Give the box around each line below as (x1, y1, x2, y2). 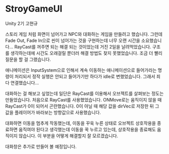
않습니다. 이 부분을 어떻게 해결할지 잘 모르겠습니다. (18, 132, 119, 139)
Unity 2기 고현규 (5, 20, 38, 26)
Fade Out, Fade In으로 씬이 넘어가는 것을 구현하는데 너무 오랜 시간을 (5, 37, 140, 43)
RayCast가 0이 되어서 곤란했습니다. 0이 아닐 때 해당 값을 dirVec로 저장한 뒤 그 (5, 103, 159, 109)
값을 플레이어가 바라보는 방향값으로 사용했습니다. (5, 109, 101, 115)
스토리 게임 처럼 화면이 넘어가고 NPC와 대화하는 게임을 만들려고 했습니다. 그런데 (5, 31, 163, 37)
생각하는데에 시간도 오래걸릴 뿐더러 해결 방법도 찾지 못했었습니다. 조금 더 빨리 (10, 50, 163, 56)
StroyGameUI (5, 3, 63, 15)
